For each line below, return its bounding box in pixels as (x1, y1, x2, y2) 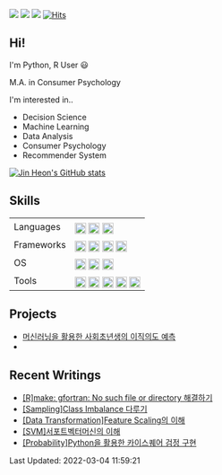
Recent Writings (9, 367, 101, 383)
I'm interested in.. (9, 94, 73, 105)
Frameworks (13, 238, 66, 251)
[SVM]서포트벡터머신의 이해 (21, 427, 121, 437)
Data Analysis (21, 130, 73, 141)
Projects (9, 306, 57, 322)
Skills (9, 193, 40, 208)
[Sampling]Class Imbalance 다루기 (21, 404, 148, 415)
